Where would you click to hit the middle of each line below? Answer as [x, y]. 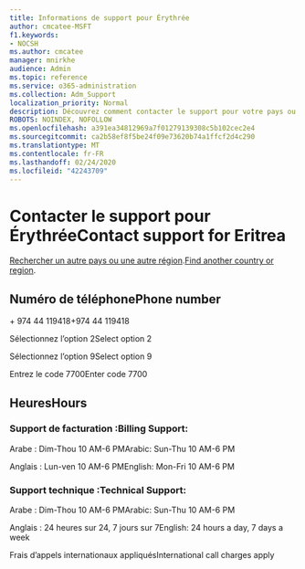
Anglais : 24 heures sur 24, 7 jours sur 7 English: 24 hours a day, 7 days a [147, 528]
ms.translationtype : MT [55, 145]
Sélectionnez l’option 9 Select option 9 [81, 356]
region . [23, 270]
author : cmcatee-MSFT [51, 26]
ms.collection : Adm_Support [63, 94]
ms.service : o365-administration [73, 86]
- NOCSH [24, 43]
